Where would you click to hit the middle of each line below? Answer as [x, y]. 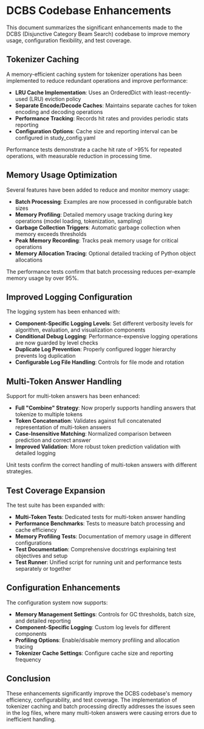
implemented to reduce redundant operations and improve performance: [97, 80]
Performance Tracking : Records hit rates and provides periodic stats [101, 118]
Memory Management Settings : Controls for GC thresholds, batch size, [105, 614]
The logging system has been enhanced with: [63, 312]
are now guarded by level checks [56, 343]
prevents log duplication [45, 356]
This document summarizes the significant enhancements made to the [94, 27]
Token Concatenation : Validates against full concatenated [88, 421]
